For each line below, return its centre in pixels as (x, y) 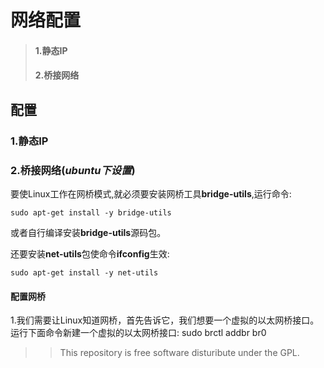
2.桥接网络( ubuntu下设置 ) (73, 170)
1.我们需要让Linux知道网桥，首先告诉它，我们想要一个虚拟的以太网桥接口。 (165, 320)
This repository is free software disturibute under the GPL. (179, 353)
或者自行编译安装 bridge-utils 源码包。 (88, 232)
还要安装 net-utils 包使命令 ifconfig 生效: (90, 253)
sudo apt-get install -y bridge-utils (91, 212)
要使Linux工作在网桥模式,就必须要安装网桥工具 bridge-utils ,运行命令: (151, 193)
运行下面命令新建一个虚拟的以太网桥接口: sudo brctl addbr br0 (138, 333)
